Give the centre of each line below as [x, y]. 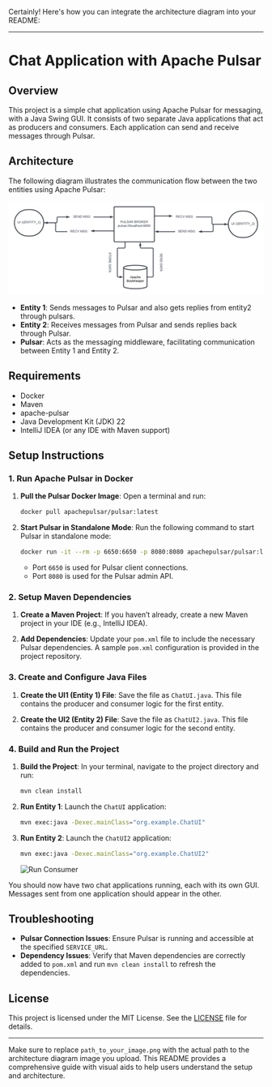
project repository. [51, 657]
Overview [34, 90]
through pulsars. [47, 316]
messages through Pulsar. [52, 136]
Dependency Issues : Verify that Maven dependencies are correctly [133, 956]
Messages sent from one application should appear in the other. [115, 893]
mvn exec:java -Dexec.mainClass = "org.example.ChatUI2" [115, 854]
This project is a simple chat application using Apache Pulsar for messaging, [136, 110]
